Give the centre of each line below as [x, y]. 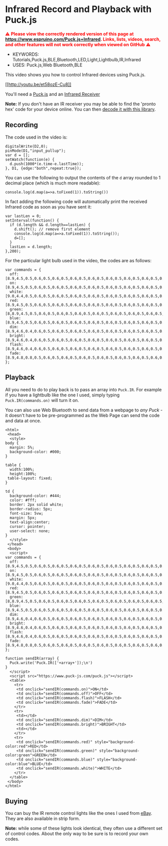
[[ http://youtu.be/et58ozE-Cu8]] [38, 84]
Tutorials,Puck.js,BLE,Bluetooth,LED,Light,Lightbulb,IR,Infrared [76, 59]
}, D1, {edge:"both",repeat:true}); [43, 168]
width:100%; [22, 469]
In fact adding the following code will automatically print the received [76, 201]
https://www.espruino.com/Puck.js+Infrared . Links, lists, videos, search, [83, 39]
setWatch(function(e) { [30, 159]
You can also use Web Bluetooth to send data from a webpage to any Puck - [84, 410]
